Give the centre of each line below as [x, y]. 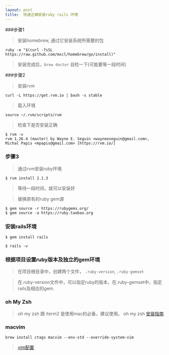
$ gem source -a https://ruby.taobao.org [49, 213]
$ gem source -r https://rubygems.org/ [47, 208]
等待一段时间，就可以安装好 [46, 188]
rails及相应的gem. [36, 288]
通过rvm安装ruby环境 [39, 168]
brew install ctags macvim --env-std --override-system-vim [70, 337]
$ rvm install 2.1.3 [27, 178]
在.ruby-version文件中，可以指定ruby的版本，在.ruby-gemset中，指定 [90, 282]
